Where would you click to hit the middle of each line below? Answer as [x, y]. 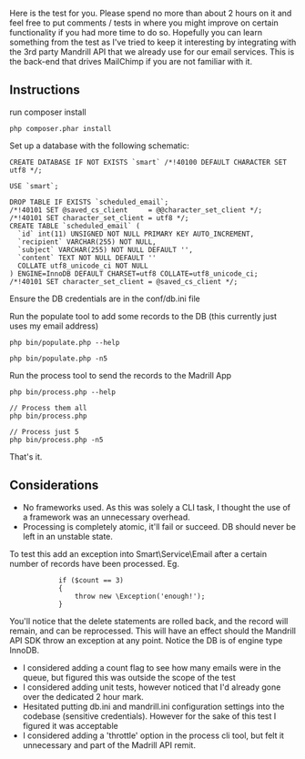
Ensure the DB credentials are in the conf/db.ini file [105, 299]
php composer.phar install [61, 128]
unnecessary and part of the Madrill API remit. [109, 744]
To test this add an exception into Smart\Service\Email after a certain [138, 553]
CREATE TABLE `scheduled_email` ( [75, 226]
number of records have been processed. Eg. [95, 563]
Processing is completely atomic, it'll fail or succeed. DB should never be [159, 526]
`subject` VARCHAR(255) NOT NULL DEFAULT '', [106, 249]
